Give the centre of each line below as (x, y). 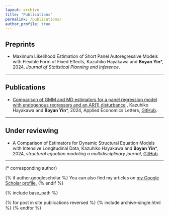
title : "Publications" (29, 15)
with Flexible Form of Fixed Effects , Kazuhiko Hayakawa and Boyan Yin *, (88, 62)
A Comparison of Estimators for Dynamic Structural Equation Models (83, 143)
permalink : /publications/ (33, 19)
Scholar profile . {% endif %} (34, 183)
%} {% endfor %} (23, 208)
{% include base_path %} (32, 193)
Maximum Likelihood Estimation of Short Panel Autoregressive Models (85, 56)
